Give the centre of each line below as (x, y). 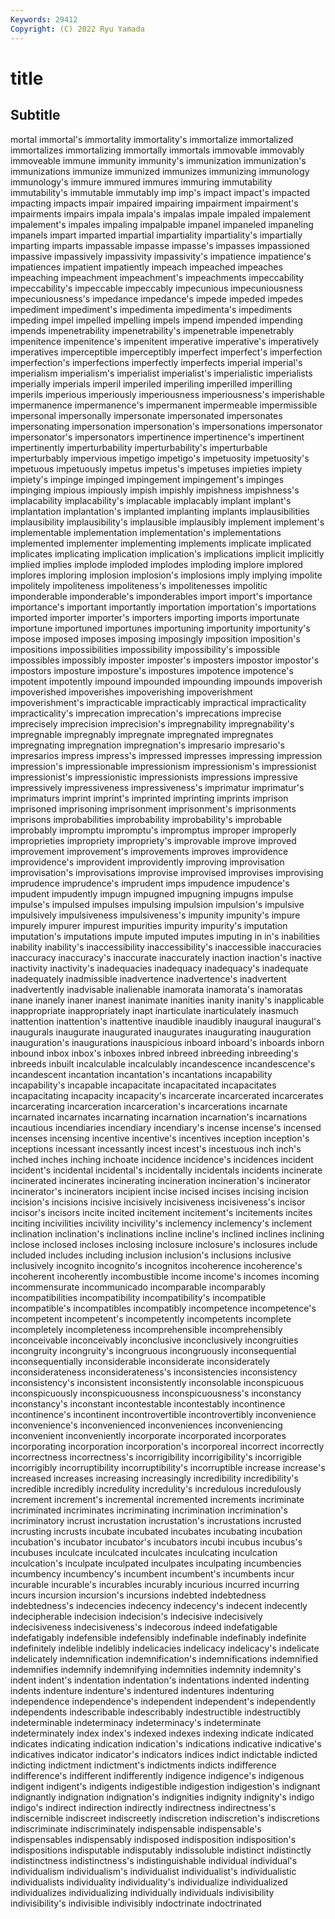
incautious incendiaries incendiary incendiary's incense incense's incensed (166, 1127)
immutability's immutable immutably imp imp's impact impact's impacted (160, 192)
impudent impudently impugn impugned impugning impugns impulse (152, 893)
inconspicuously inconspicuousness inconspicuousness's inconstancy (156, 1393)
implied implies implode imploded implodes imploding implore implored (156, 564)
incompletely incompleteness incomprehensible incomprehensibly (146, 1329)
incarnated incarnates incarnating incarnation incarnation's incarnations (159, 1117)
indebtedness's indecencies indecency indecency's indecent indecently (159, 1605)
